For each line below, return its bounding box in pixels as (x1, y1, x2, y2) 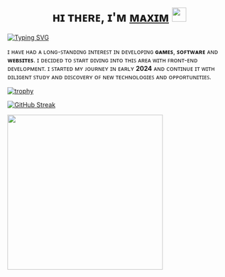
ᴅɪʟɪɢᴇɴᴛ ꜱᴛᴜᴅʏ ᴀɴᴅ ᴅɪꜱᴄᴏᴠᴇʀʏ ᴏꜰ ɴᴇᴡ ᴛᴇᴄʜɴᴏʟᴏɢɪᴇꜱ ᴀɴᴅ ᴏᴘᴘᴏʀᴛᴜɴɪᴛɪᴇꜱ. (7, 72, 212, 81)
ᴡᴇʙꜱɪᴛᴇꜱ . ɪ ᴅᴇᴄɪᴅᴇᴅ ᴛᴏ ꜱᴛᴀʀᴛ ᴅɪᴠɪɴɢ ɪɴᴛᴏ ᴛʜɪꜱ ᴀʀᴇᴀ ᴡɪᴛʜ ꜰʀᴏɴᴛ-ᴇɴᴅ (7, 55, 198, 64)
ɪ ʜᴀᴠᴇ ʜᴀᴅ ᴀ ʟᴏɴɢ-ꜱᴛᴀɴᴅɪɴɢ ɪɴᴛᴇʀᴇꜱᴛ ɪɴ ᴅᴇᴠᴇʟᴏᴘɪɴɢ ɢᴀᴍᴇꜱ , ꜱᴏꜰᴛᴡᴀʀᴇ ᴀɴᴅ (7, 47, 219, 56)
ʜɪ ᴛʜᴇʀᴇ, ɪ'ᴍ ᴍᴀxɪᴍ (52, 9, 169, 26)
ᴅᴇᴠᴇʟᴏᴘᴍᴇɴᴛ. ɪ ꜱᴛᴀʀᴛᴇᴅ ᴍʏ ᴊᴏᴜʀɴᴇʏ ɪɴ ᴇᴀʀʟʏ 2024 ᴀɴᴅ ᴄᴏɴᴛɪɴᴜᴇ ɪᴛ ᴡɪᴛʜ (7, 64, 215, 72)
